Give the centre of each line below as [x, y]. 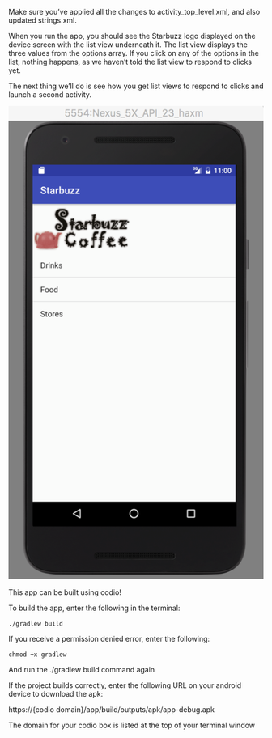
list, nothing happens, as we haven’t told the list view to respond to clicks [130, 61]
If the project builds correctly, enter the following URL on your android [125, 685]
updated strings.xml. [42, 20]
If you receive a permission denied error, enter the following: [109, 639]
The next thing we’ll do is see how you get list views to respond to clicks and [136, 86]
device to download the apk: [56, 694]
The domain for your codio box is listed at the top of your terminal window [132, 725]
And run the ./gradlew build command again [82, 670]
